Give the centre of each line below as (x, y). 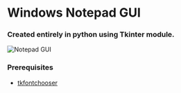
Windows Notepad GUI (74, 13)
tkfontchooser (37, 83)
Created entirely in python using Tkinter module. (91, 35)
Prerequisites (30, 67)
